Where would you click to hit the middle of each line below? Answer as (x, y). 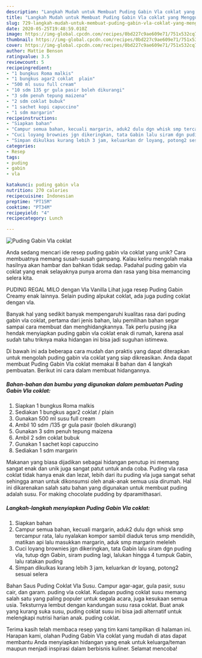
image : (14, 34)
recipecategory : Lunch (35, 218)
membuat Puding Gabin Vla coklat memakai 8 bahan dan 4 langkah (89, 364)
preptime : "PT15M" (29, 201)
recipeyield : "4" (28, 213)
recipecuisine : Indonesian (40, 196)
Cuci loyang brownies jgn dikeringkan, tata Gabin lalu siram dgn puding (103, 549)
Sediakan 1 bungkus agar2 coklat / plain (64, 412)
